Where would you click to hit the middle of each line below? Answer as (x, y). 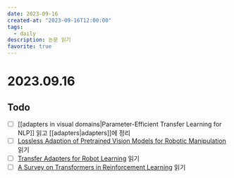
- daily (25, 33)
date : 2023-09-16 (33, 14)
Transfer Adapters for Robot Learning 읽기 (78, 158)
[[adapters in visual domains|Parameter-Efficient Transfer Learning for (119, 124)
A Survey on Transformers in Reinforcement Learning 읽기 (101, 167)
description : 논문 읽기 (39, 40)
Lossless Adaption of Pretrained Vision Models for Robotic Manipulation (122, 141)
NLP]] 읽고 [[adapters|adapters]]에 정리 (74, 133)
